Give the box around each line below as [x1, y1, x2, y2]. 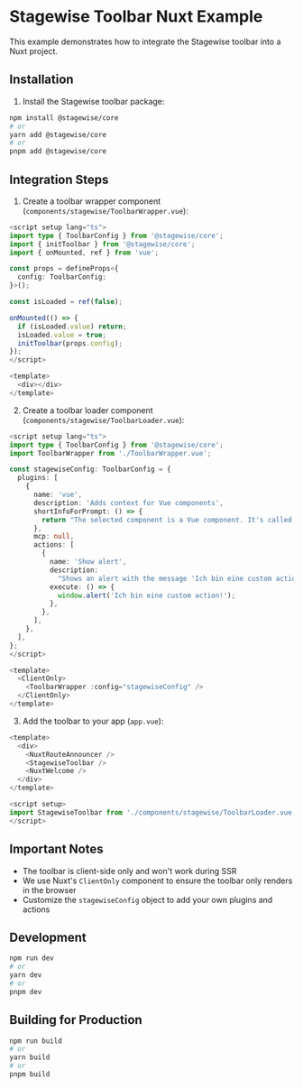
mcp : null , [32, 532, 75, 541]
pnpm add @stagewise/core [9, 147, 106, 156]
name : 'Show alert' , [49, 558, 127, 567]
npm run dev [9, 954, 54, 963]
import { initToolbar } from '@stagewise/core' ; [9, 239, 196, 249]
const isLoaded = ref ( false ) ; [9, 298, 124, 307]
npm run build [9, 1036, 63, 1046]
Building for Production [9, 1012, 142, 1028]
